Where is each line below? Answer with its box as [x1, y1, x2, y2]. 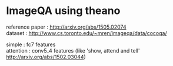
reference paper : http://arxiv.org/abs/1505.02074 [6, 23, 127, 30]
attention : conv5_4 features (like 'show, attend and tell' [6, 47, 140, 54]
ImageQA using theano [6, 4, 121, 18]
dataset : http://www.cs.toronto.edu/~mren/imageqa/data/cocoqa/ [6, 29, 167, 36]
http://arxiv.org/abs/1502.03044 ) [6, 53, 86, 60]
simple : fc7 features [6, 41, 56, 48]
